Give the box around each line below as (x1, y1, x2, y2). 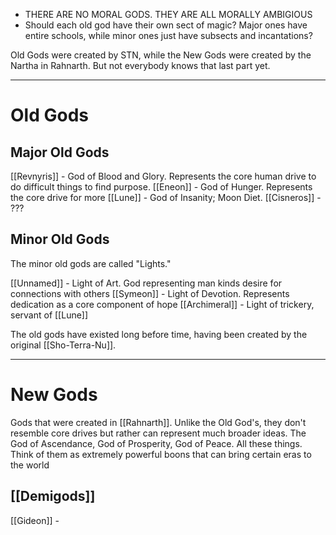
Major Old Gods (10, 144, 110, 161)
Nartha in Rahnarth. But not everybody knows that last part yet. (10, 60, 271, 71)
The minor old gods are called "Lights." (10, 257, 172, 269)
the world (10, 459, 50, 471)
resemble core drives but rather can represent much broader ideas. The (10, 427, 307, 439)
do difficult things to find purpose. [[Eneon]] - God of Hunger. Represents (10, 181, 313, 193)
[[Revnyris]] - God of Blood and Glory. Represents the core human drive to (10, 170, 317, 182)
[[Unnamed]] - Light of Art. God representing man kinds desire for (10, 277, 283, 289)
